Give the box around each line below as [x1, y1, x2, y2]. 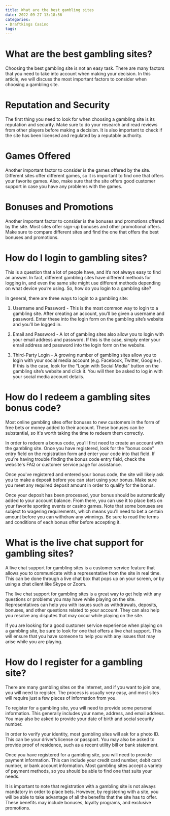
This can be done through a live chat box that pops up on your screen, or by [5, 575, 164, 582]
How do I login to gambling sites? [5, 252, 148, 264]
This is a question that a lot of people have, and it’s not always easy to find [5, 269, 161, 275]
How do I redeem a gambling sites [5, 391, 151, 403]
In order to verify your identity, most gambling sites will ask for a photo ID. [5, 731, 160, 737]
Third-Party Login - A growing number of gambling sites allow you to [12, 352, 157, 358]
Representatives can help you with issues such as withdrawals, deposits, [5, 601, 158, 608]
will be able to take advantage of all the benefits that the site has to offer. [5, 794, 158, 800]
